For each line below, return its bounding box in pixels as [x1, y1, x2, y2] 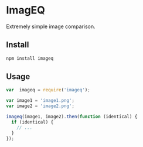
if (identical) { [11, 119, 54, 125]
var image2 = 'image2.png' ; [6, 103, 75, 109]
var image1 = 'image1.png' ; [6, 98, 75, 104]
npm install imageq [6, 55, 54, 61]
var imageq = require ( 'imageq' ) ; [6, 87, 91, 93]
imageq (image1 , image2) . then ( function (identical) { [6, 114, 138, 120]
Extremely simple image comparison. [6, 23, 96, 30]
